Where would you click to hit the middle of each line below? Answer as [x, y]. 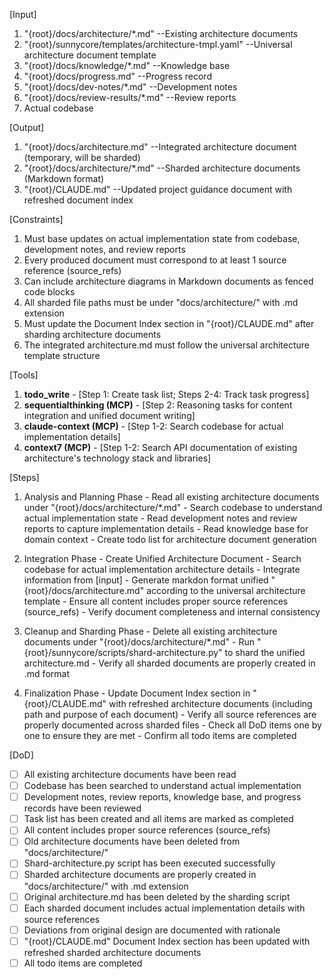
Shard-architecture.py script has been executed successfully [149, 863]
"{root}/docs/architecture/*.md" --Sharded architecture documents [162, 168]
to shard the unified [265, 652]
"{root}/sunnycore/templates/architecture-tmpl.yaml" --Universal [158, 44]
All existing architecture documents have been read [130, 774]
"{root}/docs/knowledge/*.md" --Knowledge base [127, 65]
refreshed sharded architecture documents [112, 952]
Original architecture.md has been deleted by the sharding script [157, 896]
